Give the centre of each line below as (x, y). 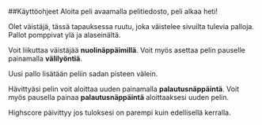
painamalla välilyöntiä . (46, 59)
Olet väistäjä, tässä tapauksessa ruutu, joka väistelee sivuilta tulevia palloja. (131, 26)
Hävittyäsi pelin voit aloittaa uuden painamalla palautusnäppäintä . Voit (124, 89)
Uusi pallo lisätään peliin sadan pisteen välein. (83, 74)
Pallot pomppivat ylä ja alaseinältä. (65, 35)
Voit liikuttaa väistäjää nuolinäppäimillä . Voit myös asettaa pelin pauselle (127, 50)
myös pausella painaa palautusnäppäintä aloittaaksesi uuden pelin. (119, 97)
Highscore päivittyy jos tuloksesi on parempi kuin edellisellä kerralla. (120, 112)
